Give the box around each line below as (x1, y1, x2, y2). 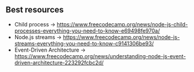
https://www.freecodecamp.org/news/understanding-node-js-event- (14, 52, 186, 59)
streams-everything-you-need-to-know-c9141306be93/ (14, 40, 154, 47)
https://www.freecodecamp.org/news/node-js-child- (56, 20, 188, 28)
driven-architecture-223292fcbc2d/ (14, 59, 104, 66)
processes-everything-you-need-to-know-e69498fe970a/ (14, 27, 160, 34)
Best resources (5, 5, 64, 15)
